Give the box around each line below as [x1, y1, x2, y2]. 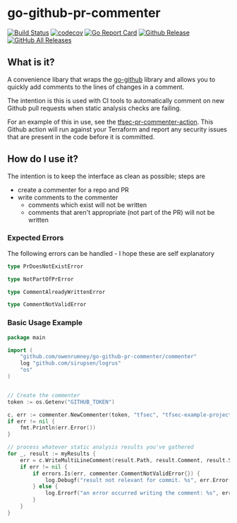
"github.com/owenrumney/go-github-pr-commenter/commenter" [20, 353, 197, 360]
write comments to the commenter [17, 193, 119, 201]
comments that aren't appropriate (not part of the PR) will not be [28, 208, 215, 216]
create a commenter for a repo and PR [17, 185, 129, 194]
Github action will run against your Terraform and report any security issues [7, 125, 228, 134]
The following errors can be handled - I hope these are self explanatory [7, 249, 215, 257]
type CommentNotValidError [7, 301, 87, 308]
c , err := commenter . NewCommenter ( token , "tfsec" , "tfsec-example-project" [7, 411, 235, 418]
